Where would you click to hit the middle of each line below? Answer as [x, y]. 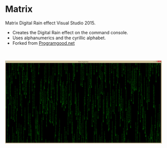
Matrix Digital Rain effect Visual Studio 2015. [50, 23]
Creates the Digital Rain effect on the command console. [70, 32]
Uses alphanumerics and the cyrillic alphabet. [59, 38]
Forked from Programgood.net [43, 43]
